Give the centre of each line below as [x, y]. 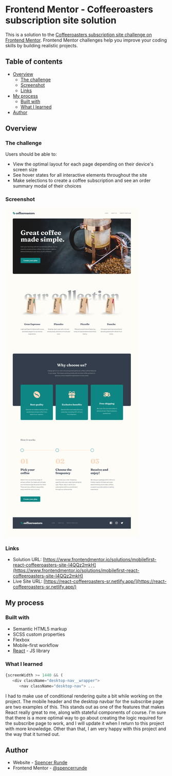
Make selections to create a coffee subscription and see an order [82, 180]
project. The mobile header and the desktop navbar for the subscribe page [84, 701]
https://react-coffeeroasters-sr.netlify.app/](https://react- [106, 581]
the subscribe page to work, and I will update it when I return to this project [85, 723]
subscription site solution [61, 20]
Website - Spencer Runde [40, 763]
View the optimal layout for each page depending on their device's [83, 164]
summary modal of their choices [47, 186]
